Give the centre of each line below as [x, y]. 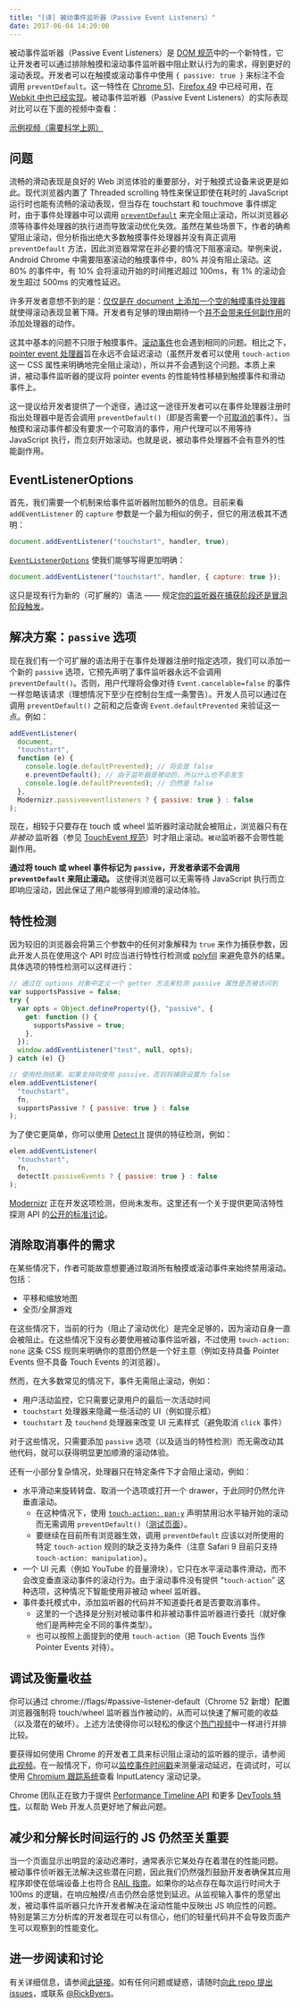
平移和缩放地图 [50, 1298]
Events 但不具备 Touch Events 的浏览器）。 [87, 1362]
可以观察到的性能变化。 [60, 1928]
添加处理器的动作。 [45, 324]
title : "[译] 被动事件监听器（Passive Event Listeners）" [112, 17]
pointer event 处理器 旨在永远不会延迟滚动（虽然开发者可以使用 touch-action [150, 353]
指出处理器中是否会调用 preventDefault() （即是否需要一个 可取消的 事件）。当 [150, 418]
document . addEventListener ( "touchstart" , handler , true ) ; [119, 542]
